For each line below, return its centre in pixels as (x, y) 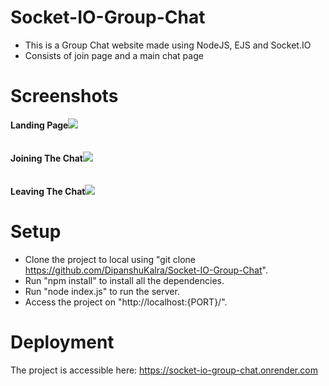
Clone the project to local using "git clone (110, 259)
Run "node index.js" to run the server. (102, 291)
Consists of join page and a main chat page (114, 55)
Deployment (62, 342)
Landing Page (39, 125)
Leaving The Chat (48, 191)
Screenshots (64, 96)
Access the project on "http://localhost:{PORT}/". (126, 302)
